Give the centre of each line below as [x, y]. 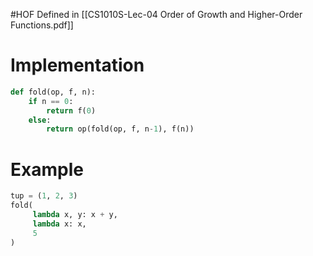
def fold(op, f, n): [53, 92]
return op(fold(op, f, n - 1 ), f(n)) [120, 129]
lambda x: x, [59, 224]
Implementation [77, 65]
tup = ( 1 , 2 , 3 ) [44, 196]
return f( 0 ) [71, 110]
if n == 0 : [51, 101]
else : [40, 120]
